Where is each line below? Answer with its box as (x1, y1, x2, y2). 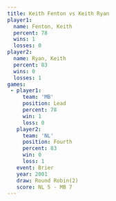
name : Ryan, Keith (13, 55, 67, 62)
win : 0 (22, 151, 41, 159)
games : (7, 81, 26, 88)
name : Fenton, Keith (13, 23, 72, 30)
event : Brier (16, 164, 54, 171)
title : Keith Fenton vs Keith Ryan (7, 10, 110, 17)
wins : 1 (13, 36, 36, 43)
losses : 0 (13, 42, 41, 49)
